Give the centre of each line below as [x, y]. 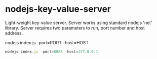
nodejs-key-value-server [58, 9]
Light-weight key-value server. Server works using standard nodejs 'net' [78, 23]
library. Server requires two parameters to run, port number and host [75, 28]
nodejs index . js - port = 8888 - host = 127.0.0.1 [52, 52]
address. [14, 33]
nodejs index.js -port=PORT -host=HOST [47, 42]
